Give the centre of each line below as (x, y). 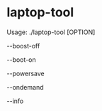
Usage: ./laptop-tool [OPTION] (51, 32)
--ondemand (25, 87)
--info (15, 101)
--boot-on (21, 59)
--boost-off (23, 46)
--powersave (26, 73)
